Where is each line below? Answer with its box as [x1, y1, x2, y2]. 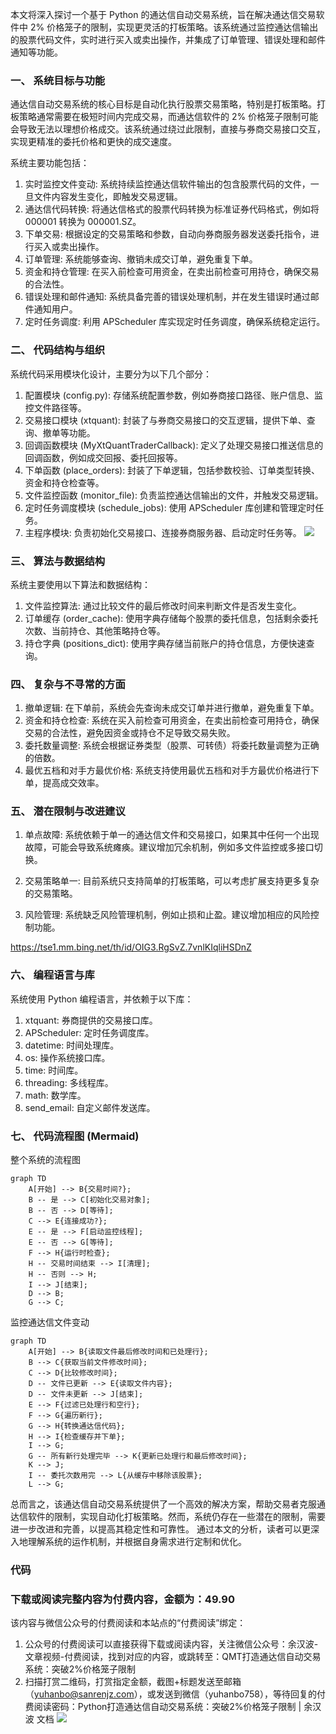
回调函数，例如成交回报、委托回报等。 [24, 451, 183, 463]
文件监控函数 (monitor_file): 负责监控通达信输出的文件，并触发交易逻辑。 [24, 489, 324, 501]
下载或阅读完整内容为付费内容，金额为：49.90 [10, 1592, 235, 1606]
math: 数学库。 [24, 1089, 87, 1101]
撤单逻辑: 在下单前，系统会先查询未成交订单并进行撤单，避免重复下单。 [24, 702, 320, 714]
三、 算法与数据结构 [10, 554, 106, 568]
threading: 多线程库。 [24, 1076, 114, 1088]
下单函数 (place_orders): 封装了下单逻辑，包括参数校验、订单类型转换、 [24, 464, 321, 476]
